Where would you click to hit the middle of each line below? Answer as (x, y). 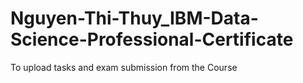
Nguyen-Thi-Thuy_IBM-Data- (134, 18)
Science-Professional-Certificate (152, 39)
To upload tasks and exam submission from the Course (124, 67)
